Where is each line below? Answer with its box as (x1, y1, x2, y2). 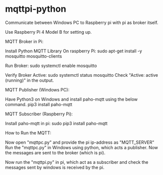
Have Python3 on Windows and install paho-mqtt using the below (5, 96, 138, 102)
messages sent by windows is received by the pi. (5, 164, 105, 170)
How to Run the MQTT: (5, 130, 52, 135)
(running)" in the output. (5, 77, 54, 83)
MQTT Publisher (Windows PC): (5, 87, 70, 92)
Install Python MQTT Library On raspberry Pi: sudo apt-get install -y (5, 48, 142, 54)
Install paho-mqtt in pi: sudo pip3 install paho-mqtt (5, 120, 108, 126)
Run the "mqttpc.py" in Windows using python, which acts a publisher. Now (5, 144, 158, 150)
